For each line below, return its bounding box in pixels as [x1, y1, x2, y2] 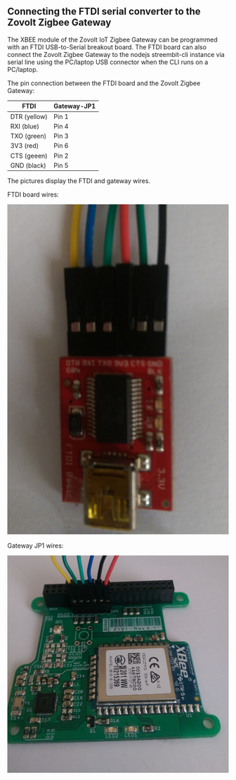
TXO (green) [10, 132, 47, 140]
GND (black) [10, 161, 47, 170]
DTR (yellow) [10, 112, 48, 120]
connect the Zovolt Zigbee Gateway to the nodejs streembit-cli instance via [7, 50, 225, 58]
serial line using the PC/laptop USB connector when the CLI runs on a [7, 58, 209, 66]
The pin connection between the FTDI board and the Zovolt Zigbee [7, 79, 201, 87]
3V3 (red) [10, 141, 39, 150]
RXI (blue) [10, 122, 40, 130]
